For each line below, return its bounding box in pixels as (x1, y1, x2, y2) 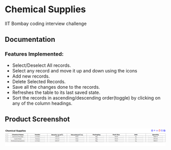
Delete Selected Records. (12, 78, 66, 85)
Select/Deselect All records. (12, 62, 71, 68)
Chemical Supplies (5, 4, 86, 15)
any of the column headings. (12, 100, 72, 106)
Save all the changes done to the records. (12, 84, 100, 90)
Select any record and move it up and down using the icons (12, 67, 137, 73)
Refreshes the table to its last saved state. (12, 89, 101, 95)
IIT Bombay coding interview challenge (5, 20, 87, 27)
